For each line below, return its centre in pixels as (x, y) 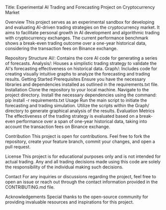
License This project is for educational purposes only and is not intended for (83, 156)
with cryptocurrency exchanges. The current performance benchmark (77, 38)
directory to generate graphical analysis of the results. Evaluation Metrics (80, 111)
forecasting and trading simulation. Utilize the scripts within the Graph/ (77, 105)
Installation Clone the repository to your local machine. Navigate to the (77, 90)
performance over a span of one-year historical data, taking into (82, 121)
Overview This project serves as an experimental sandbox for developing (80, 22)
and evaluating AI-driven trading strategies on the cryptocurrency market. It (83, 27)
